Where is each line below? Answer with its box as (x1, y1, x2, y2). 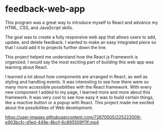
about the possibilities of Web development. (5, 105, 93, 111)
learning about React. (5, 64, 48, 70)
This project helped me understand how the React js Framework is (5, 54, 138, 59)
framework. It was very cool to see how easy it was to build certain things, (5, 94, 154, 100)
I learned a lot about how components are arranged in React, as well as (5, 74, 147, 79)
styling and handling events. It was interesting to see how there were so (5, 79, 149, 85)
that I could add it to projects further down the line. (5, 44, 107, 50)
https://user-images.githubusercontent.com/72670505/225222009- (5, 114, 142, 120)
